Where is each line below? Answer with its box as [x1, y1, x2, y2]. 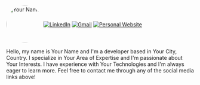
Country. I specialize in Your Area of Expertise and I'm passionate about [6, 54, 183, 61]
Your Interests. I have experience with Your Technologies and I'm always [6, 60, 184, 68]
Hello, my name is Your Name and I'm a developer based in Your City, [6, 48, 177, 55]
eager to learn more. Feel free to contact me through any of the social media [6, 67, 194, 74]
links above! [6, 74, 36, 80]
